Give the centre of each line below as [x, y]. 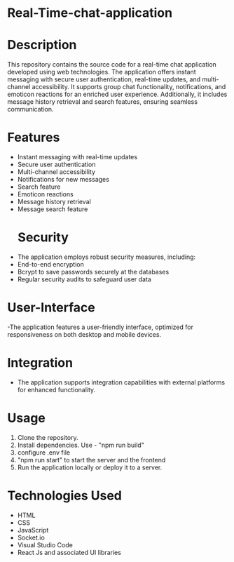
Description [42, 45]
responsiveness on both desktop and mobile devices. [84, 334]
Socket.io [31, 537]
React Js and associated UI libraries [69, 552]
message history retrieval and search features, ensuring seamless [103, 102]
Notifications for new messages [63, 180]
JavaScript [33, 530]
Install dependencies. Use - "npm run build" [81, 445]
